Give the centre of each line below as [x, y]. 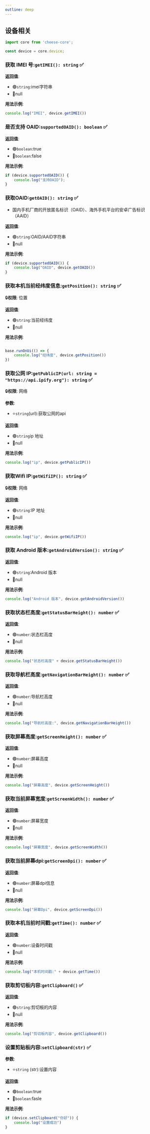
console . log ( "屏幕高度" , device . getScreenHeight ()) [58, 785]
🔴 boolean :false [27, 156]
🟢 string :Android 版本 [35, 572]
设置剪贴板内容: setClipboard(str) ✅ [48, 1047]
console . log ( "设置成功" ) [38, 1123]
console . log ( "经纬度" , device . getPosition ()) [60, 355]
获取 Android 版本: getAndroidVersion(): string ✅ [64, 550]
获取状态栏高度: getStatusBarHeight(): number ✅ [62, 612]
